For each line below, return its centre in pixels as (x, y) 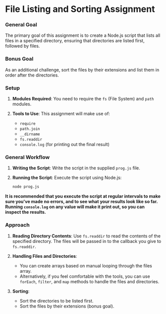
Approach (17, 225)
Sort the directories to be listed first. (56, 301)
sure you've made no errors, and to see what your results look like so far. (82, 202)
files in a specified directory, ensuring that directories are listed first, (75, 41)
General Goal (21, 25)
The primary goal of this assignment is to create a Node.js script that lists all (83, 35)
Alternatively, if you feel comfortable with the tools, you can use (85, 276)
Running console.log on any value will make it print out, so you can (75, 207)
